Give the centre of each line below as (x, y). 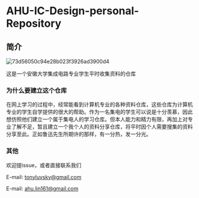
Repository (34, 23)
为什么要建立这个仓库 (36, 90)
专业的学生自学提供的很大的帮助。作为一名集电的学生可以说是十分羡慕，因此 (99, 112)
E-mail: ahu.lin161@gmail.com (42, 189)
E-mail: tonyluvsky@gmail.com (44, 177)
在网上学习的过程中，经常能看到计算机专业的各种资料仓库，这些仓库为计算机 (99, 104)
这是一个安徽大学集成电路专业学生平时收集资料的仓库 (71, 74)
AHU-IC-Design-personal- (73, 11)
